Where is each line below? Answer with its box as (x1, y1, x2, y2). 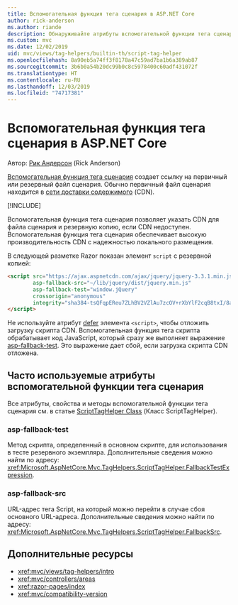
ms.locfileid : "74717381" (7, 89, 84, 97)
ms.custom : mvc (7, 37, 52, 44)
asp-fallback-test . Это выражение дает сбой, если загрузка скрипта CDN (7, 342, 228, 350)
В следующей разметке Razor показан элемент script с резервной (7, 251, 212, 260)
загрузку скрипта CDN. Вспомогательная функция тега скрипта (7, 326, 200, 334)
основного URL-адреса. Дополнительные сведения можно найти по (7, 512, 215, 520)
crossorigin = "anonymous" (33, 293, 106, 300)
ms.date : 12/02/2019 (7, 43, 69, 50)
